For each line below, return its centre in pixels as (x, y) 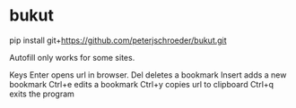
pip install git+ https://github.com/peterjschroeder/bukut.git (118, 40)
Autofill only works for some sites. (72, 57)
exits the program (42, 94)
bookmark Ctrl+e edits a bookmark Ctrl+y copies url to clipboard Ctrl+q (142, 84)
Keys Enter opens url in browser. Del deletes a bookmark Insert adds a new (148, 75)
